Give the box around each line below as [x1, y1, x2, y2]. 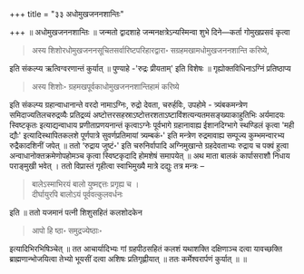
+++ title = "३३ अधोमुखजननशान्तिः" [9, 9, 124, 19]
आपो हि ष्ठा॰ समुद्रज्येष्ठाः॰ [31, 225, 103, 236]
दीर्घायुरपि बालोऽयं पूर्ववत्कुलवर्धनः [31, 189, 123, 200]
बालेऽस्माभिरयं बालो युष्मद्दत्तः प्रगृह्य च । [31, 179, 140, 190]
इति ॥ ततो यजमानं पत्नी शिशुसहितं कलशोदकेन [9, 207, 142, 218]
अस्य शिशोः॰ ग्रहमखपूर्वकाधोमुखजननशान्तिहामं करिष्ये [31, 82, 180, 92]
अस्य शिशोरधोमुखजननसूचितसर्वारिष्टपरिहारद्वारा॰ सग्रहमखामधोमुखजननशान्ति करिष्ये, [31, 45, 270, 55]
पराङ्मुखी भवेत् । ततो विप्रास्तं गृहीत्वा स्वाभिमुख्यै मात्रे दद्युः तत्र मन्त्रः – [9, 161, 205, 171]
